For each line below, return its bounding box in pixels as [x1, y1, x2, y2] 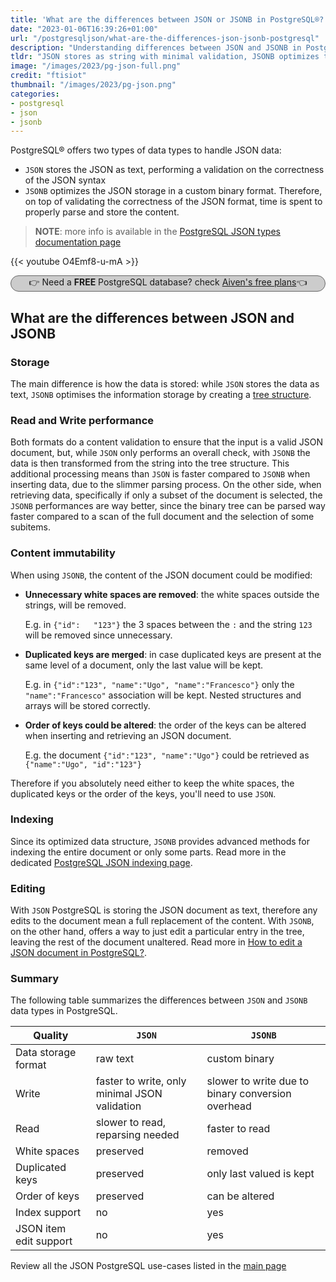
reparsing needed [95, 1128, 180, 1142]
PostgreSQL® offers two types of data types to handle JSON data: [10, 144, 282, 156]
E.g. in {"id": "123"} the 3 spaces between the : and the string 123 [24, 618, 313, 630]
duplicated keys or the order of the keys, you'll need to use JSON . [10, 787, 277, 800]
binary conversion [206, 1087, 292, 1101]
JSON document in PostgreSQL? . [10, 947, 147, 959]
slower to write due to [206, 1074, 310, 1088]
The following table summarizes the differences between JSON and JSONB [10, 994, 308, 1006]
